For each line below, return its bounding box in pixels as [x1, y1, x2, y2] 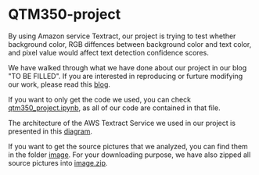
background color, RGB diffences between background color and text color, [8, 39, 252, 48]
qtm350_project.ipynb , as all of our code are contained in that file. [8, 103, 221, 112]
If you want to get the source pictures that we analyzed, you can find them [8, 141, 248, 151]
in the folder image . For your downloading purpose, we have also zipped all [8, 150, 251, 159]
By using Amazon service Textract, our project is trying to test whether [8, 31, 236, 41]
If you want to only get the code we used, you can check [8, 95, 192, 104]
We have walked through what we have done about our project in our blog [8, 62, 247, 72]
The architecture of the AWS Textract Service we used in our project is [8, 118, 236, 127]
